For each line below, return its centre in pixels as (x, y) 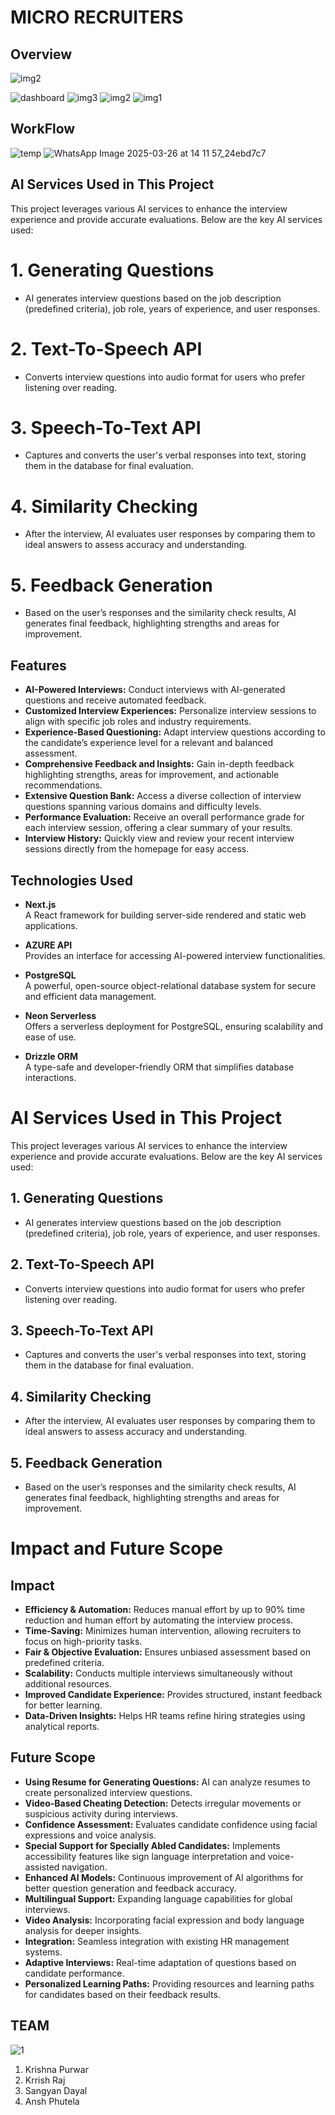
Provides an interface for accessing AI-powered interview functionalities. (175, 955)
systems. (43, 1952)
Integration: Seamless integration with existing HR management (157, 1941)
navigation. (84, 1867)
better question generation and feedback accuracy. (130, 1888)
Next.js (40, 904)
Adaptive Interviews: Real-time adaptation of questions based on (160, 1962)
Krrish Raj (45, 2080)
